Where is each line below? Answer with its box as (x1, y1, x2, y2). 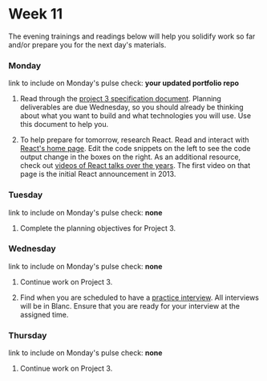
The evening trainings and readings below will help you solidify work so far (8, 31, 256, 41)
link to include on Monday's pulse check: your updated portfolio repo (8, 78, 239, 88)
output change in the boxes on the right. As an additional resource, (19, 152, 241, 162)
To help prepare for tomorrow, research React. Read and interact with (19, 135, 250, 145)
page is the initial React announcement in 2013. (19, 170, 176, 179)
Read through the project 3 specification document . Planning (19, 94, 222, 104)
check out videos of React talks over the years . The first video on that (19, 161, 251, 170)
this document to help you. (19, 120, 109, 129)
